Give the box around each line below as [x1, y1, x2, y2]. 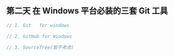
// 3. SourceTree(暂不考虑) [6, 44, 74, 51]
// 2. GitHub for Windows [6, 33, 72, 40]
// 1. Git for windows [6, 22, 70, 29]
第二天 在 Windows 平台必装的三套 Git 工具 [6, 5, 169, 16]
